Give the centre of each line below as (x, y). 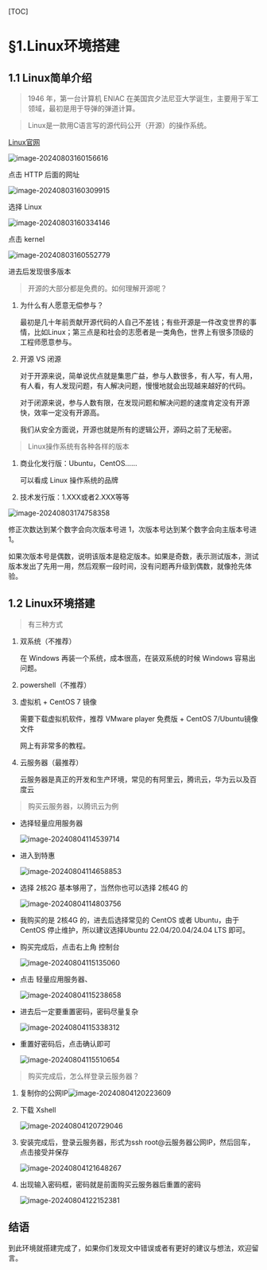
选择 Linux (25, 207)
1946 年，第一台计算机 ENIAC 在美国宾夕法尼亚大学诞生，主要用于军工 (143, 98)
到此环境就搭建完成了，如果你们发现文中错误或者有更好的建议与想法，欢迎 (130, 1248)
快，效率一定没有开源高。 (62, 412)
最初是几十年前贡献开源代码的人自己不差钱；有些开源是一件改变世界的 (135, 322)
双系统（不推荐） (48, 641)
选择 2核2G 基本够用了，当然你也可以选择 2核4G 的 (104, 887)
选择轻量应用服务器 (51, 823)
